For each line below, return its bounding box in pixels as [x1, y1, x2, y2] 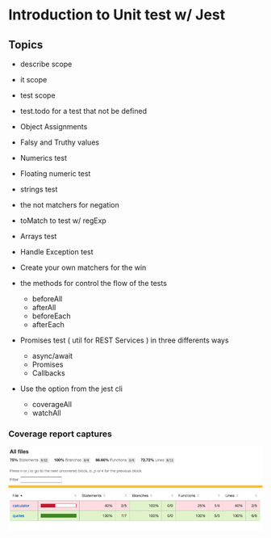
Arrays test [19, 232, 57, 241]
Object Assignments [19, 122, 88, 131]
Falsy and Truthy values [19, 137, 99, 147]
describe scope [19, 59, 73, 69]
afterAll [31, 303, 56, 312]
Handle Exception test [19, 247, 94, 256]
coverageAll [31, 400, 73, 409]
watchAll [31, 408, 62, 418]
